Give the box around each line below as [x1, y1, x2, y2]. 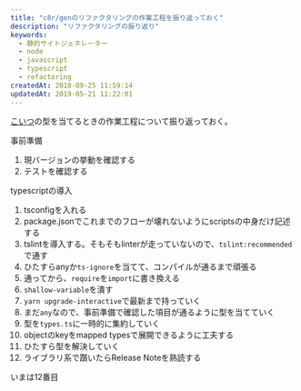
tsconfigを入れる [23, 204, 87, 215]
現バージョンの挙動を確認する [23, 154, 135, 165]
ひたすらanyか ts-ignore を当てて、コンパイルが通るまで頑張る [23, 261, 257, 272]
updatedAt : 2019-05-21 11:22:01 [10, 89, 133, 98]
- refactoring [18, 73, 72, 82]
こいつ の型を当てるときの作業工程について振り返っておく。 [10, 115, 233, 126]
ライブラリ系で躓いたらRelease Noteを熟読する [23, 352, 202, 363]
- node [18, 47, 44, 56]
